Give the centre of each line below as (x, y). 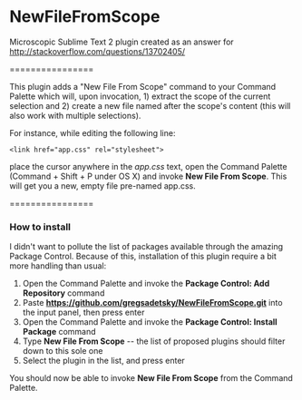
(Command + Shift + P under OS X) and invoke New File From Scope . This (148, 176)
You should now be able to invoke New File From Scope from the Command (151, 378)
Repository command (63, 293)
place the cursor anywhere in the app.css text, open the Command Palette (148, 166)
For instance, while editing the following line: (93, 132)
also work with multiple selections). (75, 115)
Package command (59, 332)
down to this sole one (63, 351)
